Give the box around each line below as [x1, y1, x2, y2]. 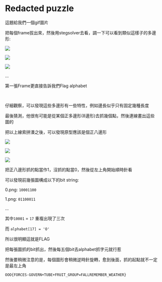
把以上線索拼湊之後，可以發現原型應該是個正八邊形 [5, 129, 107, 135]
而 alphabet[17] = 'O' [5, 226, 50, 232]
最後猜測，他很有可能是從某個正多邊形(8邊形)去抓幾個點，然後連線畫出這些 [5, 112, 155, 119]
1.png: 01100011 [5, 196, 36, 202]
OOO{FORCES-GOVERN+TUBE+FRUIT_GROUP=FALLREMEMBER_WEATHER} [5, 272, 127, 277]
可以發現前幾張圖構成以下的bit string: [5, 177, 79, 183]
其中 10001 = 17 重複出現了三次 [5, 215, 65, 221]
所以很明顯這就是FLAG [5, 236, 50, 242]
